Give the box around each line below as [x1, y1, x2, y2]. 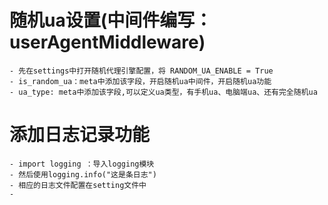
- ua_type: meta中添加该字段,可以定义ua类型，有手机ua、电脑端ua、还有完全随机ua [9, 87, 318, 97]
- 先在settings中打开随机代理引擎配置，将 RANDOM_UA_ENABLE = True [9, 66, 274, 76]
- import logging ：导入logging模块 [9, 159, 155, 169]
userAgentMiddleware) [9, 31, 206, 54]
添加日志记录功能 [9, 124, 151, 146]
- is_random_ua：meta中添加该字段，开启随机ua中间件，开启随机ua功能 [9, 76, 272, 86]
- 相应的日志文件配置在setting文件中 [9, 180, 147, 190]
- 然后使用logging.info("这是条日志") [9, 169, 157, 180]
